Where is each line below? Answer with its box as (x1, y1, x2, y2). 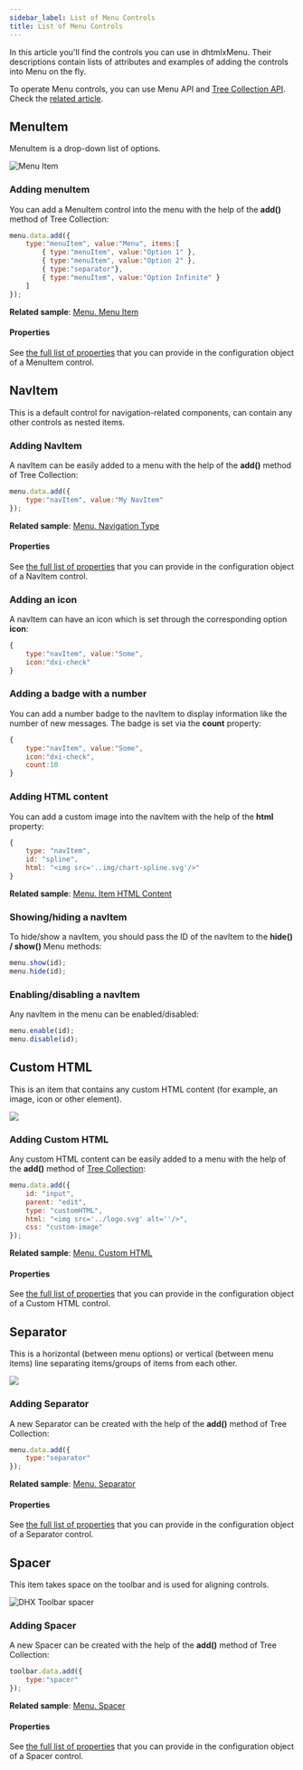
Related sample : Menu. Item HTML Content (9, 888, 172, 899)
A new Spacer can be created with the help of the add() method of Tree (9, 1640, 278, 1650)
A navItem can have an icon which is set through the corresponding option (9, 614, 288, 625)
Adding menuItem (9, 183, 90, 196)
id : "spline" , (25, 855, 79, 865)
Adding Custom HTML (9, 1133, 109, 1145)
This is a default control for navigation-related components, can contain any (9, 407, 293, 417)
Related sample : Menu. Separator (9, 1478, 136, 1489)
